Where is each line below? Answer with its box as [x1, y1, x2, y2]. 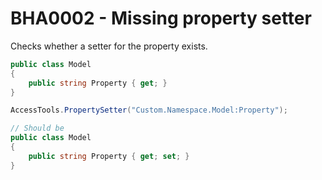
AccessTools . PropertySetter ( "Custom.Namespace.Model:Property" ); [10, 105, 288, 116]
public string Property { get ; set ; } [28, 151, 190, 161]
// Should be [10, 123, 65, 134]
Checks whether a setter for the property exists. [10, 40, 208, 52]
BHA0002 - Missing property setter [10, 7, 312, 30]
